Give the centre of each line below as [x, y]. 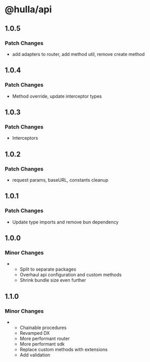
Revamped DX [35, 333]
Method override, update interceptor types [57, 96]
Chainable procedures [43, 328]
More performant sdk [42, 344]
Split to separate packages [48, 269]
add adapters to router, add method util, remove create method [78, 54]
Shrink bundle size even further [53, 280]
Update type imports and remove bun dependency [65, 222]
